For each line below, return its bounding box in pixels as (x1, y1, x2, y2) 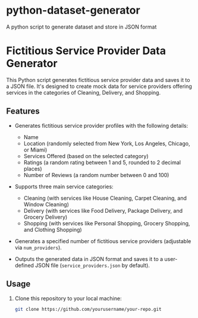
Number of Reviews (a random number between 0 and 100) (23, 171, 169, 178)
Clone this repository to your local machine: (14, 295, 122, 302)
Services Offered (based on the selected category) (23, 152, 149, 159)
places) (23, 165, 43, 172)
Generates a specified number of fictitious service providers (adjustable (14, 237, 191, 244)
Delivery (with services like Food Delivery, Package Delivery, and (23, 207, 183, 214)
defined (14, 262, 34, 269)
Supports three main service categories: (14, 182, 114, 190)
